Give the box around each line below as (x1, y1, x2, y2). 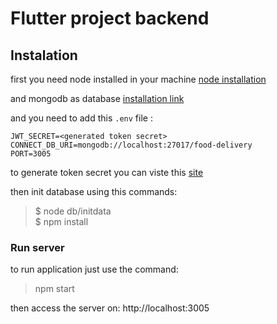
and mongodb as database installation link (10, 93, 185, 104)
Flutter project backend (10, 7, 210, 30)
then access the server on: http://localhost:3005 (10, 302, 210, 314)
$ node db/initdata (34, 205, 112, 217)
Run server (10, 240, 65, 254)
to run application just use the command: (10, 263, 179, 276)
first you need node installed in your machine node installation (10, 73, 267, 85)
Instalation (10, 47, 78, 64)
